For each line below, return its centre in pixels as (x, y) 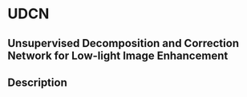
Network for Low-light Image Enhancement (118, 55)
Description (37, 82)
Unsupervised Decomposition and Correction (123, 43)
